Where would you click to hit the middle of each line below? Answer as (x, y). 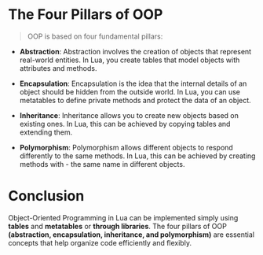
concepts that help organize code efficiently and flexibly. (100, 242)
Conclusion (46, 196)
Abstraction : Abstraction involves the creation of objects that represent (135, 51)
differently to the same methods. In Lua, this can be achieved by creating (137, 156)
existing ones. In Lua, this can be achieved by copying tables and (125, 124)
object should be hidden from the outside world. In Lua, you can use (130, 91)
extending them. (46, 132)
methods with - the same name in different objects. (102, 164)
